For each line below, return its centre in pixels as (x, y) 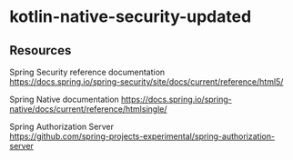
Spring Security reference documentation (87, 72)
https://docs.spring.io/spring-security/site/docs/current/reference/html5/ (146, 82)
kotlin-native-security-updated (131, 17)
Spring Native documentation (65, 99)
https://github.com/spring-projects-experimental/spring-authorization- (142, 136)
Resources (40, 50)
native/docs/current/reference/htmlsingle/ (88, 109)
